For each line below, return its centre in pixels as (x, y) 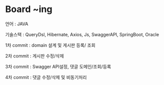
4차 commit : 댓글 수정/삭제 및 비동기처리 (46, 77)
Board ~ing (29, 9)
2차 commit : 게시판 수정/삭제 (35, 56)
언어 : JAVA (17, 24)
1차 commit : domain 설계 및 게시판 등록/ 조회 (50, 45)
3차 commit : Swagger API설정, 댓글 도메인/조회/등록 (58, 66)
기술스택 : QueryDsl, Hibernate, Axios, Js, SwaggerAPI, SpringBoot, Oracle (82, 34)
